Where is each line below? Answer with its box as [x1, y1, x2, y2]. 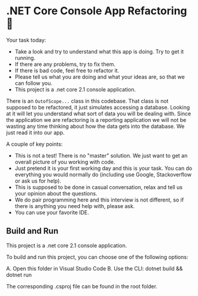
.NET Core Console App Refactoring [6, 4, 187, 18]
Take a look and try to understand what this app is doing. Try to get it [14, 48, 184, 55]
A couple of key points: [6, 140, 63, 147]
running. [14, 54, 36, 61]
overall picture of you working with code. [14, 158, 115, 165]
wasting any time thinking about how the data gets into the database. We [6, 122, 185, 130]
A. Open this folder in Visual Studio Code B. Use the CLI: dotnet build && [6, 264, 183, 272]
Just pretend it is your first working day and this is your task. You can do [14, 165, 193, 172]
